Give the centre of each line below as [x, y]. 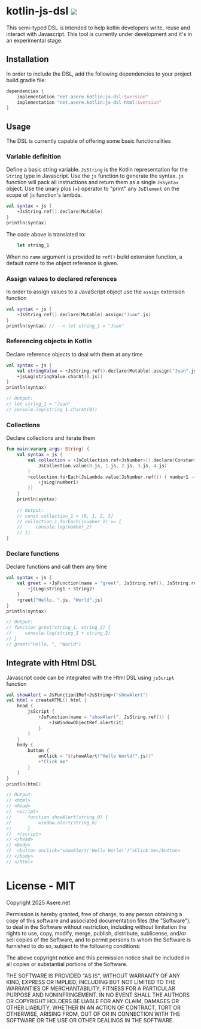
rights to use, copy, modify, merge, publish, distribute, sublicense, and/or [96, 933]
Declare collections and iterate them [51, 438]
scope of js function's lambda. [44, 195]
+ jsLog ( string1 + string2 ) [61, 589]
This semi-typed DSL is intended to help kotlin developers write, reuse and [98, 28]
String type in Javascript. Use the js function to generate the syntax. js [95, 176]
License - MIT [41, 886]
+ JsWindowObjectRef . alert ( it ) [86, 722]
